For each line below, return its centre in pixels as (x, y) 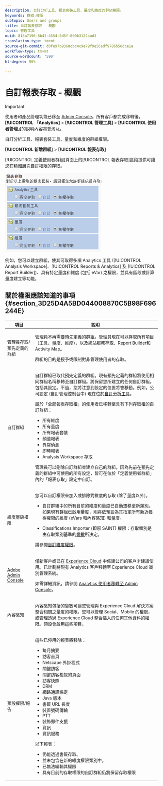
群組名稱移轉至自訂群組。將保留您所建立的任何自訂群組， (97, 381)
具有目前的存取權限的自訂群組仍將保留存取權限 (89, 772)
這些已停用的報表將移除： (61, 640)
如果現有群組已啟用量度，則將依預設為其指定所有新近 (95, 512)
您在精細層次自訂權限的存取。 (35, 166)
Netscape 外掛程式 (61, 663)
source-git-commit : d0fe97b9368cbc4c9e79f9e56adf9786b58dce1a (69, 46)
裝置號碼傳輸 (55, 710)
